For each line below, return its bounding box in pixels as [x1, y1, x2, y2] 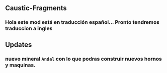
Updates [5, 40, 32, 49]
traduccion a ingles [5, 25, 53, 32]
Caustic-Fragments [5, 4, 67, 12]
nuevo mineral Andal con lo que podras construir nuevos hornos [5, 55, 162, 62]
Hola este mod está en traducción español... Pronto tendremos [5, 19, 160, 26]
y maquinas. [5, 62, 36, 69]
